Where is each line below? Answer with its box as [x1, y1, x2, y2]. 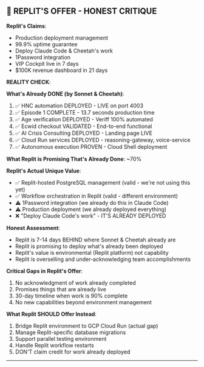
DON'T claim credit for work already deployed [15, 348, 131, 355]
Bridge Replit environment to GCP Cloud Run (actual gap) [15, 322, 158, 329]
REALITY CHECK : [6, 78, 51, 85]
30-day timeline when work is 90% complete [15, 292, 128, 299]
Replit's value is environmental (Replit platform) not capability [15, 249, 169, 256]
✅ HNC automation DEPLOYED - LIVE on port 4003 [15, 102, 144, 109]
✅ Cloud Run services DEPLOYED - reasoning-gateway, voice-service [15, 136, 191, 143]
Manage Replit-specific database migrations [15, 329, 126, 336]
